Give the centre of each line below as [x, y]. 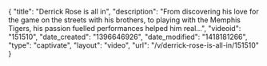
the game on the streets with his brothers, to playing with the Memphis [125, 20]
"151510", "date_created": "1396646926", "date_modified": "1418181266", [128, 37]
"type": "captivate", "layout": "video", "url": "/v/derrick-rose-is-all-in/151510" [134, 45]
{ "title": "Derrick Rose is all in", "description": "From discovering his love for [133, 12]
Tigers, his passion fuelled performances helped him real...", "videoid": [125, 28]
